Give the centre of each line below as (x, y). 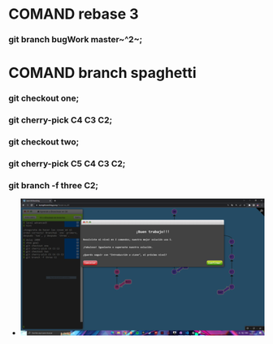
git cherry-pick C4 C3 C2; (61, 120)
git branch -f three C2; (54, 185)
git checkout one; (44, 98)
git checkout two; (44, 142)
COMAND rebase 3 (74, 14)
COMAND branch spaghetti (102, 73)
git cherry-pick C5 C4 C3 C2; (67, 163)
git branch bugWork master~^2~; (76, 40)
